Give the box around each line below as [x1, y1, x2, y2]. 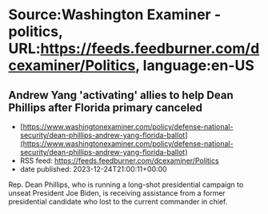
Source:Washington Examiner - [8, 6, 222, 24]
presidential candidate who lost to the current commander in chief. [8, 197, 228, 206]
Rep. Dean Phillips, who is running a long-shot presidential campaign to [8, 180, 244, 189]
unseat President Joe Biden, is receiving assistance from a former [8, 188, 226, 197]
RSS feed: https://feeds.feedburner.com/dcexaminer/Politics [19, 156, 219, 165]
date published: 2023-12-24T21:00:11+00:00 [19, 164, 167, 173]
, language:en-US [134, 57, 254, 75]
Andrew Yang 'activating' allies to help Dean [8, 88, 234, 101]
